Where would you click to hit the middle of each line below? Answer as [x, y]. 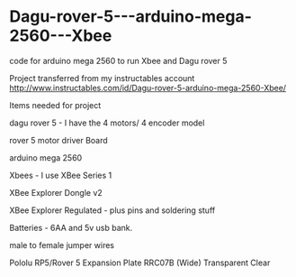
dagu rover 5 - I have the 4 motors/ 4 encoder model [107, 123]
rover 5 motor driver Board [58, 140]
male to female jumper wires [62, 245]
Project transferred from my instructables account [102, 78]
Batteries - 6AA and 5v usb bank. [71, 227]
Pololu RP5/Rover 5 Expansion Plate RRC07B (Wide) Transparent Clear [140, 263]
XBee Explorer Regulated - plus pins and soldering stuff [112, 210]
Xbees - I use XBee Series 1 [61, 175]
